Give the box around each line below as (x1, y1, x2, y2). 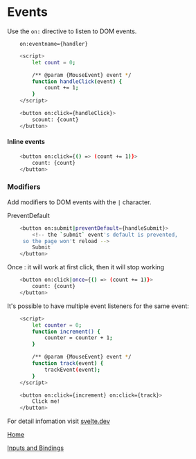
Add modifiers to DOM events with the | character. (7, 198, 152, 206)
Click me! (32, 398, 60, 405)
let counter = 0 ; (32, 321, 82, 329)
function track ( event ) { (32, 360, 104, 367)
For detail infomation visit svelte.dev (7, 417, 111, 426)
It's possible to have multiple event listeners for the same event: (7, 302, 189, 310)
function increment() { (32, 328, 100, 335)
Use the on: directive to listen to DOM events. (7, 27, 137, 35)
